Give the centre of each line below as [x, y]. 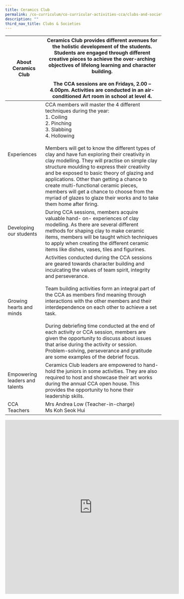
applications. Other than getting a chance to [96, 179]
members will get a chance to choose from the [99, 192]
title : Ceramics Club [28, 10]
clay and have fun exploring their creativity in [98, 155]
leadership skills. [65, 396]
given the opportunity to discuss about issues [98, 339]
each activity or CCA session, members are [96, 332]
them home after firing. [72, 204]
